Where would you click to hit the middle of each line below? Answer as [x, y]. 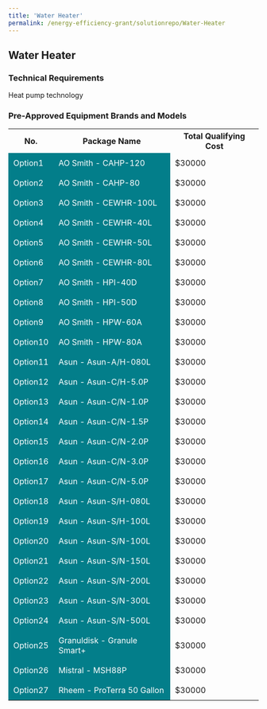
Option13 [31, 402]
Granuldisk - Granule [98, 641]
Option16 [31, 462]
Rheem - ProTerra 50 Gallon [111, 691]
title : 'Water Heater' [46, 16]
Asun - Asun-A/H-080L [104, 362]
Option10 [31, 342]
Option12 [31, 382]
